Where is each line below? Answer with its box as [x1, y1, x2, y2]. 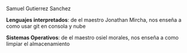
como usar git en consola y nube [6, 23, 86, 29]
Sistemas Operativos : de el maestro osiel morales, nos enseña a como [6, 34, 179, 41]
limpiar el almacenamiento [6, 41, 70, 47]
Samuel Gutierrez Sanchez [6, 5, 71, 12]
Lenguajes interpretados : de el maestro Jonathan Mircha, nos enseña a [6, 16, 182, 23]
